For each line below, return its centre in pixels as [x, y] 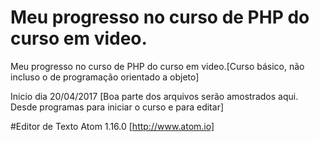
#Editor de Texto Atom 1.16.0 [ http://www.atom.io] [112, 126]
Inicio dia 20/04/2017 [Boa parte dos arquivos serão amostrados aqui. [154, 96]
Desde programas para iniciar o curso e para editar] [117, 107]
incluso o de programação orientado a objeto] [105, 77]
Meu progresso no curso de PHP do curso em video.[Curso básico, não [157, 66]
